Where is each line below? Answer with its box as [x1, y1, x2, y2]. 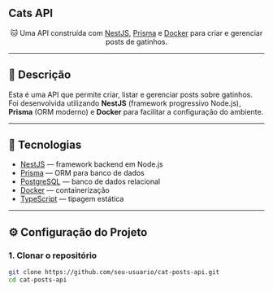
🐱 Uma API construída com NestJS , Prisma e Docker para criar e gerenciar [10, 28, 263, 37]
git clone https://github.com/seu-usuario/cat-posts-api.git [8, 268, 220, 277]
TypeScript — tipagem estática [19, 194, 124, 204]
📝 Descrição [8, 68, 71, 82]
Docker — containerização [19, 185, 110, 195]
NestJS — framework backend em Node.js [19, 159, 164, 169]
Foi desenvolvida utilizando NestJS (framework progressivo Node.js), [8, 98, 241, 108]
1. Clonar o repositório [8, 250, 97, 261]
